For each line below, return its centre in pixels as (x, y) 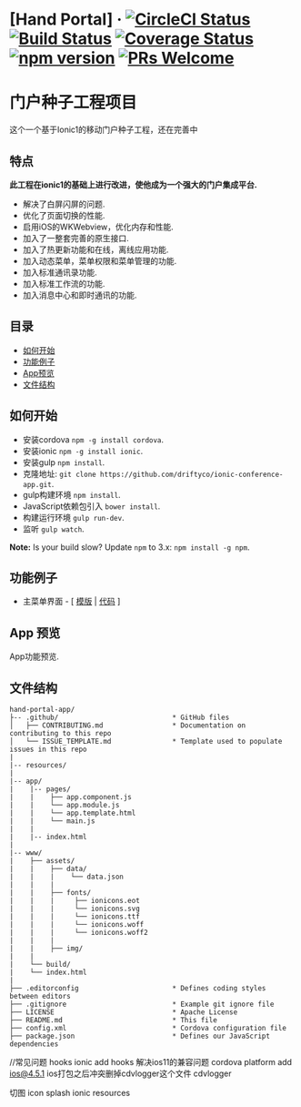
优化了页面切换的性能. (64, 215)
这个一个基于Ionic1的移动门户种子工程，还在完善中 (104, 130)
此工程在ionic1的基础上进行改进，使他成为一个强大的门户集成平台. (133, 184)
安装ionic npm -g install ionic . (83, 451)
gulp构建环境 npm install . (71, 494)
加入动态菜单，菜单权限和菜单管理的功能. (100, 260)
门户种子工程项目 (74, 102)
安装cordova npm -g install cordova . (93, 439)
